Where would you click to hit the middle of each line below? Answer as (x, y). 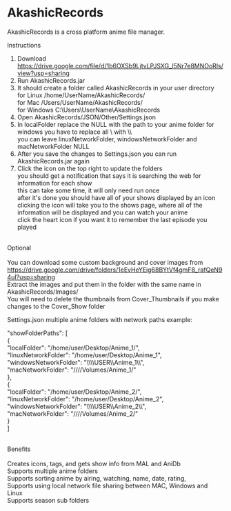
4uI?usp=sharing (31, 277)
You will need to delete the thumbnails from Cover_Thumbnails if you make (113, 299)
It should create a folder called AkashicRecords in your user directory (116, 88)
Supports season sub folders (48, 500)
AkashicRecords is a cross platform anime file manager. (86, 32)
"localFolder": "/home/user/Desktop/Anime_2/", (74, 392)
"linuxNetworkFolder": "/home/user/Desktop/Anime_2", (86, 399)
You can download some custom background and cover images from (105, 262)
